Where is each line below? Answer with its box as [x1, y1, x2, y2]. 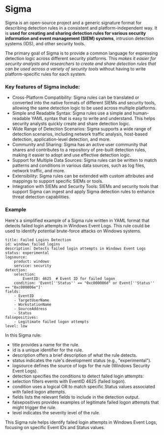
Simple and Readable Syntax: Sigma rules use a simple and [12, 110, 132, 116]
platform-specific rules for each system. [5, 71, 87, 77]
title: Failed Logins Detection [5, 237, 71, 242]
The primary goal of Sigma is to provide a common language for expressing [5, 50, 158, 56]
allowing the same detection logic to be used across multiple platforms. [12, 105, 157, 111]
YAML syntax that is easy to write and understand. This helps [31, 116, 156, 122]
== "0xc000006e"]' [5, 284, 43, 290]
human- [133, 110, 149, 116]
